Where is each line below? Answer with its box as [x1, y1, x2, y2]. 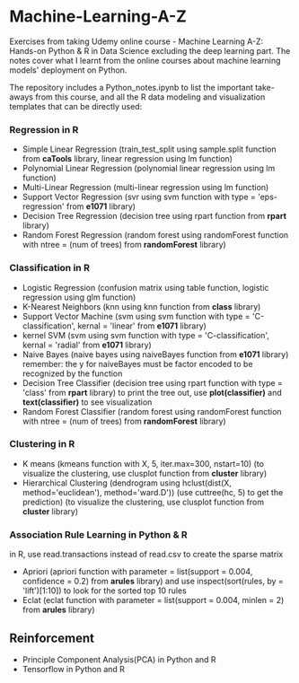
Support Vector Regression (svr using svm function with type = [22, 191, 256, 203]
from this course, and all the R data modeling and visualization [35, 92, 266, 102]
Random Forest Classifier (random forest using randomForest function [22, 406, 282, 416]
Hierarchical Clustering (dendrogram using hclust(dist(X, [22, 477, 232, 488]
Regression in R [9, 123, 79, 136]
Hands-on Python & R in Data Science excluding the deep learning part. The [9, 45, 291, 56]
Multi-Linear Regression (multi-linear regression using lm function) [22, 182, 269, 193]
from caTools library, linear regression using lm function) [22, 153, 233, 164]
